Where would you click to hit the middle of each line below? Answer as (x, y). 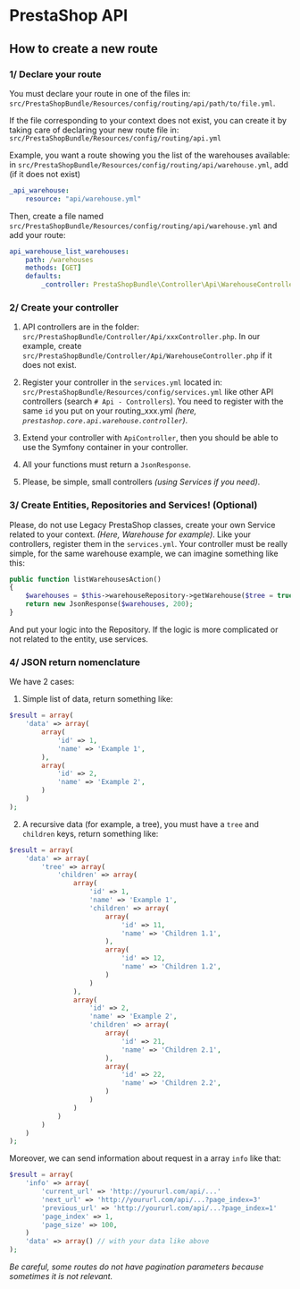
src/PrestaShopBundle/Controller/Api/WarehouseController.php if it (147, 355)
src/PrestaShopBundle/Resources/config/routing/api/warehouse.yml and (143, 226)
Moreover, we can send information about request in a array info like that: (145, 1158)
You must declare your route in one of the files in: (100, 93)
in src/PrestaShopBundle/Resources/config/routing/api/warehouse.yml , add (149, 164)
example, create (52, 346)
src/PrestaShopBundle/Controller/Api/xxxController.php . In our (141, 337)
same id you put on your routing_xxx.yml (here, (109, 411)
